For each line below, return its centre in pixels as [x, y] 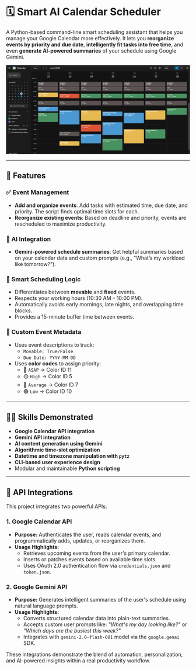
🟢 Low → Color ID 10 [48, 391]
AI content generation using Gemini [59, 444]
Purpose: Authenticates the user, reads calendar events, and [88, 534]
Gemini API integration [43, 437]
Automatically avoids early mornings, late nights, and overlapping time [99, 305]
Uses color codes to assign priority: [58, 363]
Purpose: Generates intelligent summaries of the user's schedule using [100, 599]
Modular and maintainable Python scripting [67, 468]
